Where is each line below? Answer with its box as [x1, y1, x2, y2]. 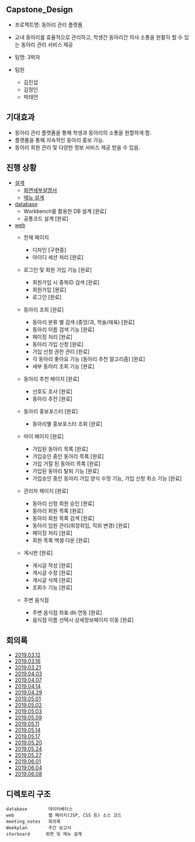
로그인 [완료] [32, 294, 62, 301]
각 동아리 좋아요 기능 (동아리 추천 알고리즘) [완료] [32, 356, 146, 363]
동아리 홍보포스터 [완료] [23, 408, 78, 415]
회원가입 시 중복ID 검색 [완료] [32, 279, 100, 286]
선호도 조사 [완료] [32, 388, 72, 395]
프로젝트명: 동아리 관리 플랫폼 [14, 21, 83, 28]
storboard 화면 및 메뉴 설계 [6, 831, 82, 837]
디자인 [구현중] [32, 246, 67, 254]
